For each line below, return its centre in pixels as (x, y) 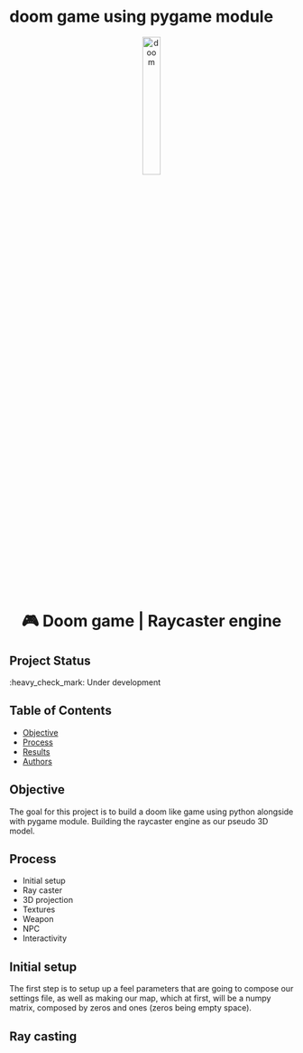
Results (36, 751)
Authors (37, 761)
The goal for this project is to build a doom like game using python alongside (151, 812)
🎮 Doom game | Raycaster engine (151, 621)
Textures (39, 909)
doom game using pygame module (141, 17)
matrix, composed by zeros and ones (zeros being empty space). (131, 1008)
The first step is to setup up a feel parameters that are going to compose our (151, 989)
